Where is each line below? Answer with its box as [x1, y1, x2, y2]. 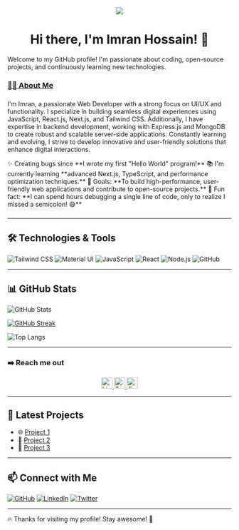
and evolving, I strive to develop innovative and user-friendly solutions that [7, 137, 226, 146]
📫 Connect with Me [7, 472, 97, 484]
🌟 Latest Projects [7, 409, 84, 422]
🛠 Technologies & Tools [7, 232, 116, 245]
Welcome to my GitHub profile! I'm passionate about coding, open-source [7, 55, 224, 63]
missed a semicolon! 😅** [7, 200, 83, 208]
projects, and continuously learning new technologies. [7, 62, 166, 71]
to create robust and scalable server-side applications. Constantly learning [7, 130, 226, 138]
